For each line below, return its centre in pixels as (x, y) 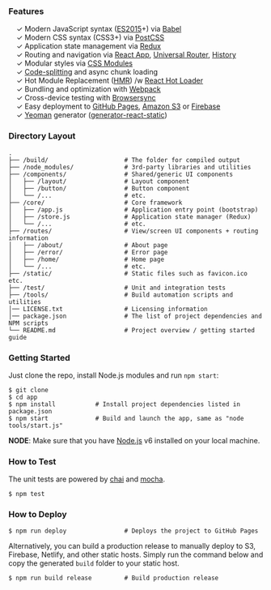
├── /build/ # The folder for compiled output (125, 160)
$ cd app (23, 397)
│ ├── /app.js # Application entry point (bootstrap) (133, 209)
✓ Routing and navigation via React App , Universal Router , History (126, 55)
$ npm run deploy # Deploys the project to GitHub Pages (133, 531)
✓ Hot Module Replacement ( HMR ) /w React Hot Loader (110, 81)
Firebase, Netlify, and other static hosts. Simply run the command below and (136, 555)
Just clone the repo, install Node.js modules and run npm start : (114, 375)
